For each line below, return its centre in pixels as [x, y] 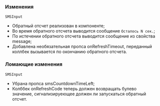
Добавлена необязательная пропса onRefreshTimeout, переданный [82, 47]
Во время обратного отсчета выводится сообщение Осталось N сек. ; [83, 31]
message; [22, 41]
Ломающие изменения [34, 64]
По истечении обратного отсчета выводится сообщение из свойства [84, 36]
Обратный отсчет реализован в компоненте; [58, 26]
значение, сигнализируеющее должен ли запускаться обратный [79, 94]
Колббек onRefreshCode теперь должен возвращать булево [74, 88]
